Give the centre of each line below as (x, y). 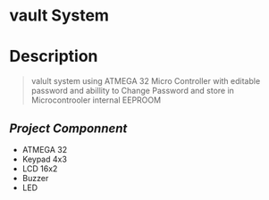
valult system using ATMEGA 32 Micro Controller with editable (146, 81)
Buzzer (35, 178)
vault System (59, 16)
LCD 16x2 (40, 168)
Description (54, 57)
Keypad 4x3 (44, 159)
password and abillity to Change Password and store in (133, 91)
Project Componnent (68, 128)
